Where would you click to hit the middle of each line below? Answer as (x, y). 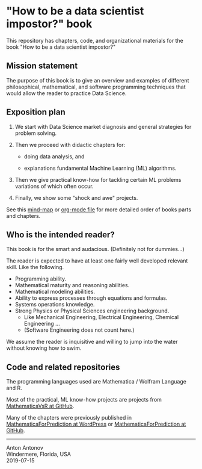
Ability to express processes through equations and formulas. (91, 298)
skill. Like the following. (35, 267)
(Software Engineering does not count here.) (79, 330)
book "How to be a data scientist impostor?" (61, 47)
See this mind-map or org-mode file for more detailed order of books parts (99, 210)
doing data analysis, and (54, 156)
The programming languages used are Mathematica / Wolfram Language (96, 382)
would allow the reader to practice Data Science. (67, 93)
